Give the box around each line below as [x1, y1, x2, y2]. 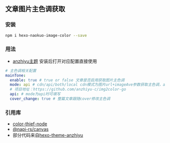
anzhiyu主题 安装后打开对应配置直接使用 [12, 58, 97, 64]
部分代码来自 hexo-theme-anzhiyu [12, 132, 83, 138]
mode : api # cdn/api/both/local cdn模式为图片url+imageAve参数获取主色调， [10, 82, 163, 87]
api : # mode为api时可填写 [10, 92, 61, 97]
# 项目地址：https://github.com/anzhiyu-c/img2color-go [10, 87, 126, 92]
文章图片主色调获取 [5, 5, 65, 14]
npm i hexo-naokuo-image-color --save [5, 33, 87, 38]
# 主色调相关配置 [5, 68, 36, 73]
